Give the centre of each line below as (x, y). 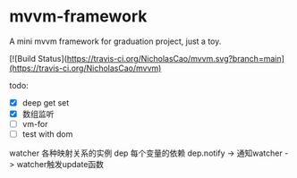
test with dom (47, 134)
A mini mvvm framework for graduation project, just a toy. (115, 41)
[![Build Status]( (38, 58)
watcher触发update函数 (60, 165)
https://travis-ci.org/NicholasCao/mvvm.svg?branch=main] (175, 58)
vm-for (35, 124)
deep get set (46, 102)
